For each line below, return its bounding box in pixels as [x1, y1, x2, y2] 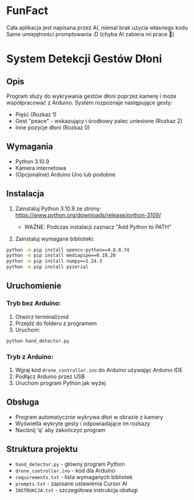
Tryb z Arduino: [6, 353, 54, 361]
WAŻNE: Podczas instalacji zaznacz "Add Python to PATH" [24, 223, 172, 230]
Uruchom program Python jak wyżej [15, 379, 106, 386]
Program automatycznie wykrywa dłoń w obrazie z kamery [15, 413, 163, 420]
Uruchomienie [6, 281, 62, 291]
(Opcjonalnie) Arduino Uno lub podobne [15, 171, 116, 178]
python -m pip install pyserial [6, 264, 88, 270]
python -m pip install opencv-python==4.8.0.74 [6, 247, 130, 253]
